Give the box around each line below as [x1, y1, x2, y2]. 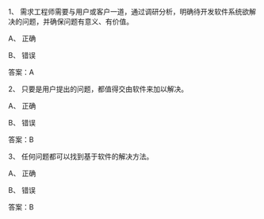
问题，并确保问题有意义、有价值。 [21, 17, 133, 26]
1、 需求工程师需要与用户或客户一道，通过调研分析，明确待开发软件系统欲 [8, 7, 250, 16]
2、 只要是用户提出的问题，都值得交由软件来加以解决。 [8, 84, 189, 94]
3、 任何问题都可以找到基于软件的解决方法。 [8, 152, 154, 161]
